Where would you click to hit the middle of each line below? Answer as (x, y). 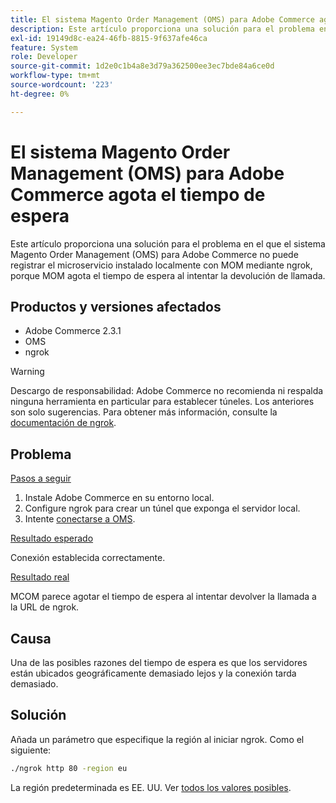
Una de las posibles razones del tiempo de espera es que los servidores (159, 662)
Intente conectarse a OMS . (80, 519)
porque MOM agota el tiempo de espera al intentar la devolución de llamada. (168, 275)
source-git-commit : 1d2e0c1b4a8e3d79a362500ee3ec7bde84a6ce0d (142, 66)
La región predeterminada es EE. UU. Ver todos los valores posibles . (151, 787)
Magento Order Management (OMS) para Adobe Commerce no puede (154, 254)
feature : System (44, 47)
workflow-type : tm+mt (55, 76)
